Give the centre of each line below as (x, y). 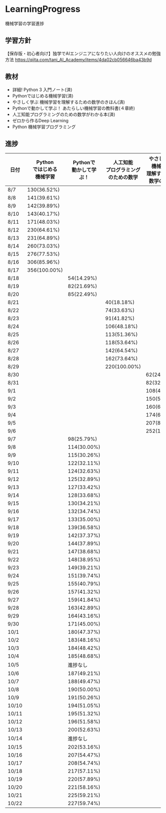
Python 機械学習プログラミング (44, 127)
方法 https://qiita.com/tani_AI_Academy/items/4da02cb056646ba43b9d (79, 59)
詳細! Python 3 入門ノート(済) (42, 90)
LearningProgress (43, 9)
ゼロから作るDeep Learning (40, 120)
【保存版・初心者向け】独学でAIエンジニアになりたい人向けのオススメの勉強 (83, 53)
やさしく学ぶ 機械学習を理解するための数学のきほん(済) (68, 102)
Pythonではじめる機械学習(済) (43, 96)
